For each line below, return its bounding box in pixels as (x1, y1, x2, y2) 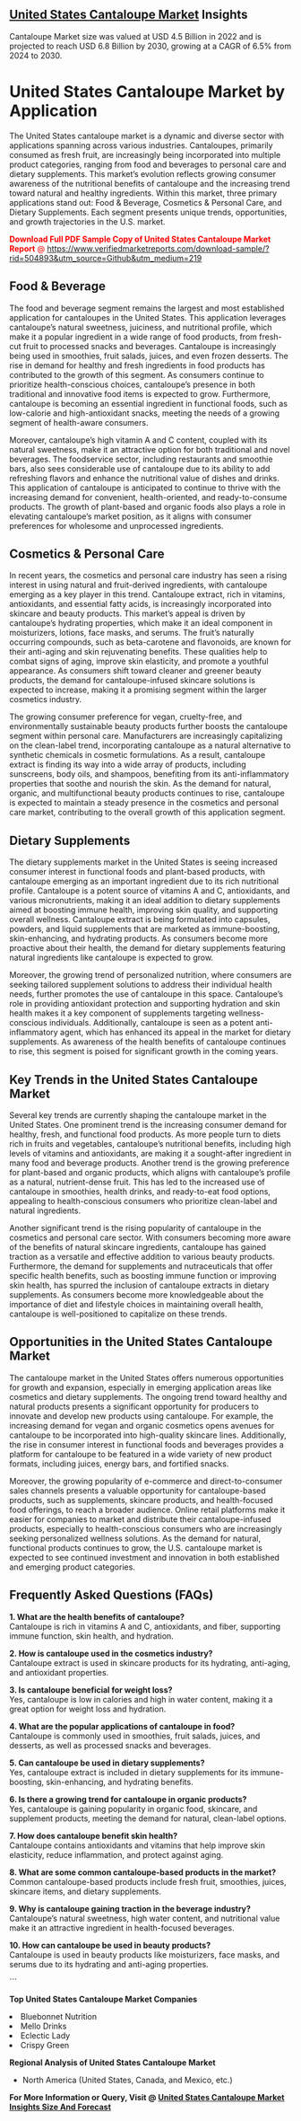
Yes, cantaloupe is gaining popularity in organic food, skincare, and (9, 1803, 258, 1814)
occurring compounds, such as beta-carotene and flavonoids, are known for (9, 637, 292, 647)
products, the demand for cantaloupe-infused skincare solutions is (9, 675, 255, 686)
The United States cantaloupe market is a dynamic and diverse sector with (9, 130, 285, 141)
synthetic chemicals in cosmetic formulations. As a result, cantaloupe (9, 750, 266, 761)
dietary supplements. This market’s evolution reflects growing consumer (9, 168, 276, 179)
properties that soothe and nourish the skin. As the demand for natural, (9, 779, 271, 789)
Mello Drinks (21, 2020, 67, 2031)
